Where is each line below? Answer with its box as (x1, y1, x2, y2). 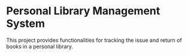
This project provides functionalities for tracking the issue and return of (6, 36, 183, 43)
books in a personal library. (6, 43, 74, 50)
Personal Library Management (6, 4, 160, 18)
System (6, 17, 46, 30)
